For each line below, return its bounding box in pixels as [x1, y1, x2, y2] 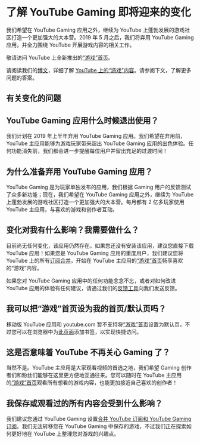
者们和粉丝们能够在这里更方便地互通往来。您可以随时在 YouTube [6, 371, 165, 379]
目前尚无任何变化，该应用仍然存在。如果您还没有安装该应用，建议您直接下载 [6, 242, 194, 249]
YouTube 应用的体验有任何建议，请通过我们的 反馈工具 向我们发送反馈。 [6, 284, 180, 291]
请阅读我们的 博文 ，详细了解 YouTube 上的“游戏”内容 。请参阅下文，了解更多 [6, 66, 192, 73]
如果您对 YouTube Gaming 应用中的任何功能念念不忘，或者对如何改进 [6, 277, 177, 284]
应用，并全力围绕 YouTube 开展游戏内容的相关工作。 [6, 41, 135, 48]
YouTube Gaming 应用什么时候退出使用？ [6, 115, 159, 125]
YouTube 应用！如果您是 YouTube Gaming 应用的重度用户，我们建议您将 [6, 249, 183, 257]
